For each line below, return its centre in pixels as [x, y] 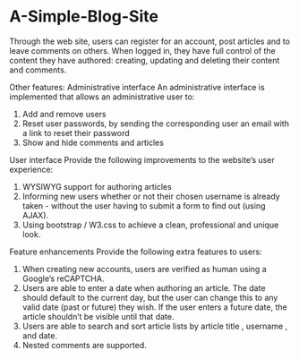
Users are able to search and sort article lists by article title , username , [155, 326]
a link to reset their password [76, 132]
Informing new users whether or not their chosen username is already [151, 196]
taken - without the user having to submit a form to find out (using [144, 205]
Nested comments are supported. [85, 345]
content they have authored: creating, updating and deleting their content [145, 60]
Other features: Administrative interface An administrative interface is [137, 87]
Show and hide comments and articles [93, 142]
